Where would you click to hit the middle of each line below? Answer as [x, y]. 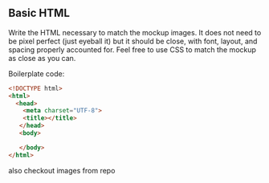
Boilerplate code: [37, 73]
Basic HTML [39, 13]
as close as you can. [42, 58]
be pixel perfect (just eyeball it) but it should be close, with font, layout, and [133, 41]
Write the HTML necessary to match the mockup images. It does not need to [135, 32]
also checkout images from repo [62, 170]
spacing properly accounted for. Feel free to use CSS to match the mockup [132, 49]
